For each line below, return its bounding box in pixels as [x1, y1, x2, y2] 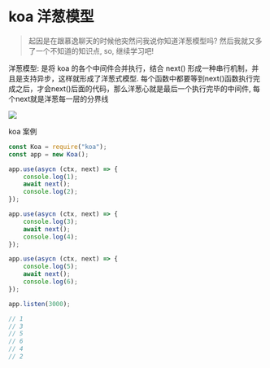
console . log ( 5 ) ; [23, 262, 79, 271]
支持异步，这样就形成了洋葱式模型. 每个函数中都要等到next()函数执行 [22, 73, 254, 83]
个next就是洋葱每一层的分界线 [8, 94, 109, 103]
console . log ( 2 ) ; [23, 188, 79, 196]
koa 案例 [8, 126, 37, 136]
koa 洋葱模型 [8, 7, 94, 26]
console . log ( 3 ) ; [23, 217, 79, 226]
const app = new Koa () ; [8, 150, 89, 159]
